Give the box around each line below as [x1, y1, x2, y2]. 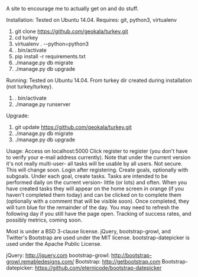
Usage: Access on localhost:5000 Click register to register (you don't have [6, 147, 188, 154]
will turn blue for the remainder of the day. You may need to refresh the [6, 204, 179, 211]
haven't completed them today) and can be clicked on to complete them [6, 192, 182, 198]
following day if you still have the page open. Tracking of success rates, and [6, 210, 191, 217]
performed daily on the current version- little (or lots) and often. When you [6, 179, 187, 186]
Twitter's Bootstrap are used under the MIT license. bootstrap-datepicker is [6, 234, 190, 241]
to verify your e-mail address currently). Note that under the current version [6, 154, 191, 161]
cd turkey [14, 34, 38, 41]
